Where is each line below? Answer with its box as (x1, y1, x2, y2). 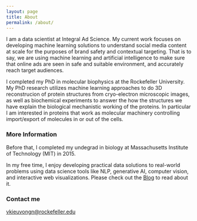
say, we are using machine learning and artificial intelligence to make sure (6, 54, 185, 62)
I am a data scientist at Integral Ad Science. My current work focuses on (6, 36, 181, 43)
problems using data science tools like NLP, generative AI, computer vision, (6, 168, 189, 175)
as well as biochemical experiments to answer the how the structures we (6, 97, 182, 104)
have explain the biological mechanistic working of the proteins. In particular (6, 103, 191, 110)
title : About (6, 14, 38, 20)
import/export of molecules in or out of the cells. (6, 116, 123, 123)
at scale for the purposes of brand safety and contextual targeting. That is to (6, 48, 192, 55)
